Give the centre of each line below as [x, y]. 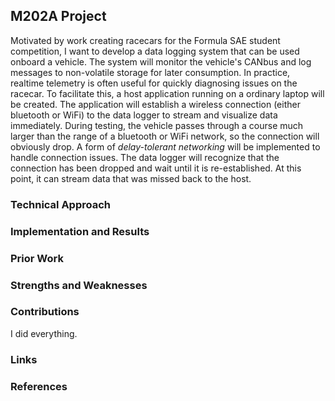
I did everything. [44, 333]
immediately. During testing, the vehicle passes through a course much [157, 125]
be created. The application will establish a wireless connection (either [155, 104]
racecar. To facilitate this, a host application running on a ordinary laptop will [167, 93]
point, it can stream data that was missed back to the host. [131, 178]
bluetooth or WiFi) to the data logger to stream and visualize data [144, 115]
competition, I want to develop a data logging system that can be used [155, 51]
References [39, 386]
